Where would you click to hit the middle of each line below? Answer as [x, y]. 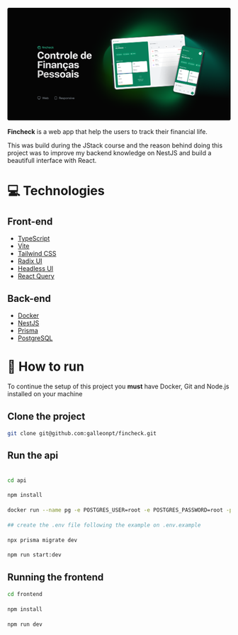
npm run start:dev [34, 555]
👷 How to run [46, 367]
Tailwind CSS [37, 254]
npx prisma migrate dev [42, 540]
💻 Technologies [56, 190]
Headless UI [35, 269]
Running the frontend [56, 577]
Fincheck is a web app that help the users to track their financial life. [107, 132]
